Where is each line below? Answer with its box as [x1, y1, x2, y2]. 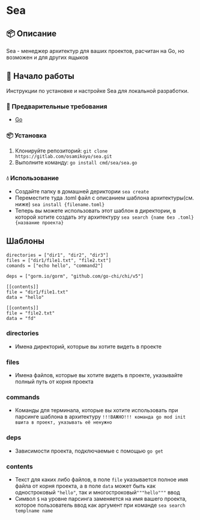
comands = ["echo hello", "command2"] [6, 263, 103, 269]
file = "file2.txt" [6, 310, 55, 316]
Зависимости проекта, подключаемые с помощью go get [14, 447, 163, 454]
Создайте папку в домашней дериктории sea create [14, 187, 149, 195]
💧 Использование [6, 174, 59, 183]
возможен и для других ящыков [6, 54, 89, 61]
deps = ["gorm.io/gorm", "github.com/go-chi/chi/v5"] [6, 273, 144, 279]
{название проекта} [14, 219, 64, 226]
